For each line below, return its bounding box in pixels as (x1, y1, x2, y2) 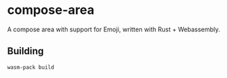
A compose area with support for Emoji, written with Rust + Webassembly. (7, 25, 221, 33)
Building (7, 45, 44, 57)
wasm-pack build (7, 63, 54, 71)
